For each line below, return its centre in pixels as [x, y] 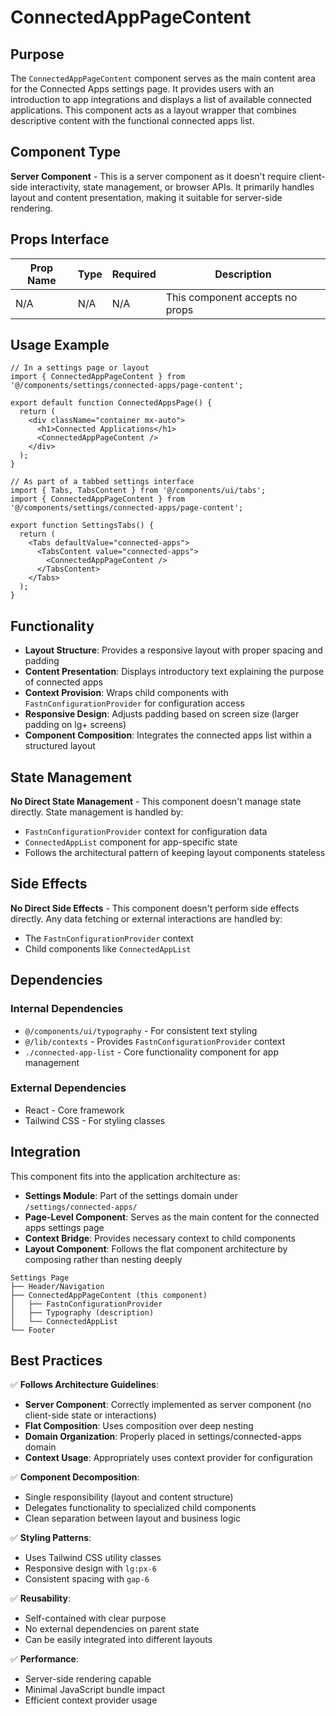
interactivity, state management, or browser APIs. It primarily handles [172, 187]
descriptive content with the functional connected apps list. [132, 120]
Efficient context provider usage [91, 1700]
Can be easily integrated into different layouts [118, 1640]
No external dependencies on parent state [112, 1629]
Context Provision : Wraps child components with [126, 693]
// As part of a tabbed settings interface [102, 482]
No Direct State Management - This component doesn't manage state [156, 802]
